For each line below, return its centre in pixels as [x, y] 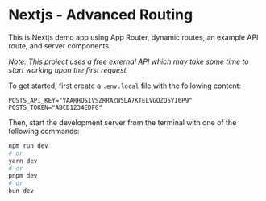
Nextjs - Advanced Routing [101, 15]
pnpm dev [23, 176]
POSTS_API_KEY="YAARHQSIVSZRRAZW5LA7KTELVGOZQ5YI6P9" [101, 100]
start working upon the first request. [69, 69]
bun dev [21, 191]
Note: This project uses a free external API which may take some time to [129, 61]
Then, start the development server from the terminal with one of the [123, 122]
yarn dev [23, 161]
